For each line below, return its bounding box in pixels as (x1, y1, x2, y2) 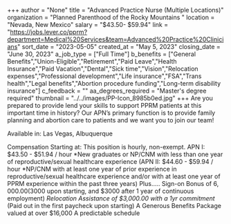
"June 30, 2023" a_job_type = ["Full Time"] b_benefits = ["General (7, 50, 196, 58)
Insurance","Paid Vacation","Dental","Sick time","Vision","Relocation (7, 65, 198, 73)
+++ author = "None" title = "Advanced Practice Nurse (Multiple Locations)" (7, 6, 224, 14)
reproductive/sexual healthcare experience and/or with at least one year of (7, 172, 221, 180)
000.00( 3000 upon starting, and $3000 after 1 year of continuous (7, 187, 194, 195)
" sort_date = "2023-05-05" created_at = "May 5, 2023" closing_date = (17, 43, 221, 50)
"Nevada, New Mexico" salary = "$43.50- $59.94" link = (7, 21, 168, 28)
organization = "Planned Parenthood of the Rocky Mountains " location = (7, 13, 215, 21)
